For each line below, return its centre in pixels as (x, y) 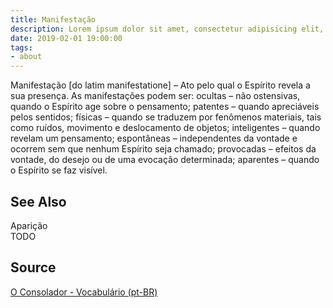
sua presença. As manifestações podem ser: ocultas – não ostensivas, (155, 96)
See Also (38, 201)
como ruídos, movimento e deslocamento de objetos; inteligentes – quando (165, 128)
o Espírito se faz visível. (59, 170)
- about (26, 57)
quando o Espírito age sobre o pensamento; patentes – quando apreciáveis (165, 107)
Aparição (29, 225)
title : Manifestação (53, 19)
